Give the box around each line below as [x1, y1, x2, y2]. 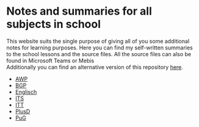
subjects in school [6, 17, 101, 31]
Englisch [15, 88, 37, 95]
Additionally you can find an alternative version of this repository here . [6, 63, 183, 71]
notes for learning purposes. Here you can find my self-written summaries [6, 44, 194, 51]
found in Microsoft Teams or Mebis [6, 57, 95, 64]
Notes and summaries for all [6, 4, 153, 18]
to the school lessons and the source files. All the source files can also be [6, 50, 192, 57]
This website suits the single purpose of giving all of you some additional [6, 37, 190, 45]
